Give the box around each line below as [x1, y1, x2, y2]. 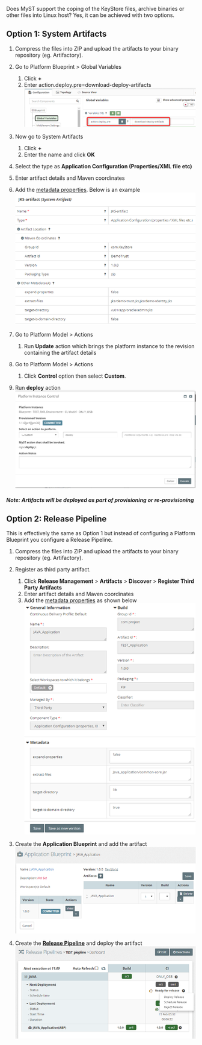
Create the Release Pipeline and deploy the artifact [14, 939, 142, 947]
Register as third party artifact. [14, 566, 91, 573]
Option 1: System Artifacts [6, 29, 107, 39]
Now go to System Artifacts [14, 133, 84, 140]
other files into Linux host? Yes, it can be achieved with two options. [6, 11, 175, 19]
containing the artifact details [23, 349, 97, 356]
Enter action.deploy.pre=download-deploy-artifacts [23, 81, 151, 88]
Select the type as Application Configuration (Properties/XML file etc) [14, 162, 192, 170]
